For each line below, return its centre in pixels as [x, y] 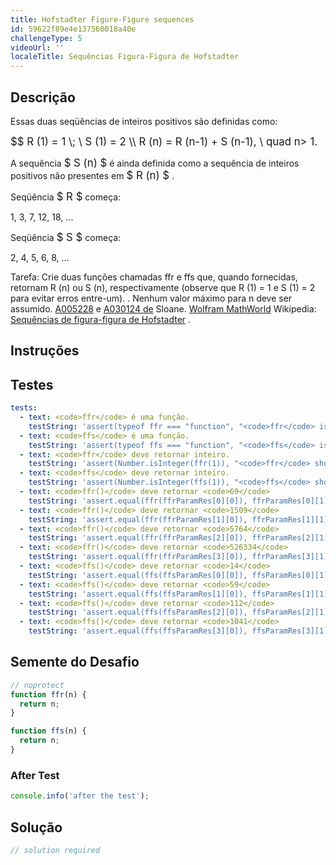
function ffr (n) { [48, 694]
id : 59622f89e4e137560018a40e [73, 29]
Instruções [45, 351]
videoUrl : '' [37, 47]
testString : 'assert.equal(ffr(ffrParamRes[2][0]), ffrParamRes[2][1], [180, 538]
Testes [32, 384]
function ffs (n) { [48, 731]
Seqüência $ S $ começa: [66, 237]
